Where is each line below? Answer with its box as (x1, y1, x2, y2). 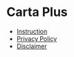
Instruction (16, 27, 48, 35)
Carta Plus (6, 4, 68, 20)
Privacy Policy (16, 34, 57, 42)
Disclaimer (16, 42, 48, 50)
